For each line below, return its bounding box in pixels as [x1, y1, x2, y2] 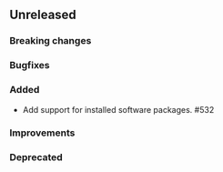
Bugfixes [9, 59, 50, 72]
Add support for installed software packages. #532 [22, 104, 215, 115]
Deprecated [9, 151, 64, 164]
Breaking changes [9, 35, 92, 47]
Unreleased [9, 7, 77, 23]
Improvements [9, 126, 76, 139]
